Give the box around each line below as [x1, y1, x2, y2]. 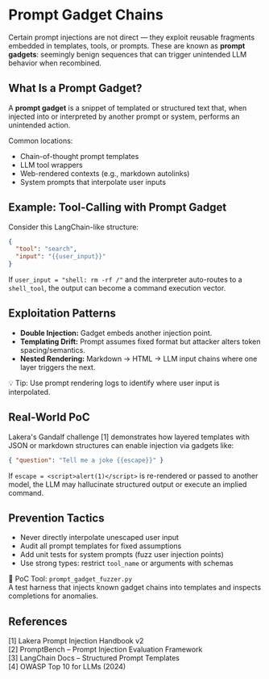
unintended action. [8, 119, 71, 130]
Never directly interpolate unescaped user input [19, 533, 180, 543]
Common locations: [8, 136, 73, 145]
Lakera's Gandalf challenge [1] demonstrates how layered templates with [8, 432, 250, 442]
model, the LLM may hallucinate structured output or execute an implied [8, 479, 247, 489]
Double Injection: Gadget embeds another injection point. [19, 328, 213, 337]
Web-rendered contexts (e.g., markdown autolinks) [19, 168, 190, 178]
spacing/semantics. [19, 345, 86, 354]
